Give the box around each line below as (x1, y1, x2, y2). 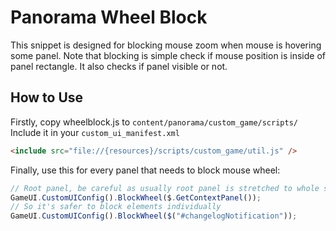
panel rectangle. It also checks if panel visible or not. (10, 60, 228, 72)
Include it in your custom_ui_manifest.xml (10, 126, 180, 138)
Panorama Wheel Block (10, 6, 208, 29)
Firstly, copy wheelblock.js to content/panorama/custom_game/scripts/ (10, 116, 298, 128)
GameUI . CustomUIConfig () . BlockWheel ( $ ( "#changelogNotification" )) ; (10, 211, 298, 221)
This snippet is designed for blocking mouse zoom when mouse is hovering (10, 39, 322, 51)
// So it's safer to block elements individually (10, 202, 222, 212)
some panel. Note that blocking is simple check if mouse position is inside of (10, 49, 327, 61)
